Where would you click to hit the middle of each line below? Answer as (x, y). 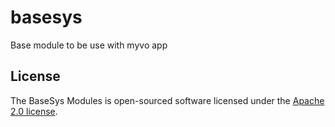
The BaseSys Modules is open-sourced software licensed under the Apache (167, 100)
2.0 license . (34, 111)
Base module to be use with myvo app (89, 45)
